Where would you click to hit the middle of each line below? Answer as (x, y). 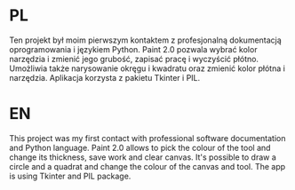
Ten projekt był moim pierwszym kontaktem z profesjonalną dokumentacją (145, 40)
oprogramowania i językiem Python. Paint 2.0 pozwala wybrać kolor (133, 49)
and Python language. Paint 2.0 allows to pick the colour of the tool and (140, 147)
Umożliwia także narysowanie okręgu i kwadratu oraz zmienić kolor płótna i (147, 68)
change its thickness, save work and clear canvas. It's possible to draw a (143, 157)
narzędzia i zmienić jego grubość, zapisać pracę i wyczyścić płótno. (134, 59)
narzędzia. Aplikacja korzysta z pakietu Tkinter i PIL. (105, 77)
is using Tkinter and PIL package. (70, 176)
